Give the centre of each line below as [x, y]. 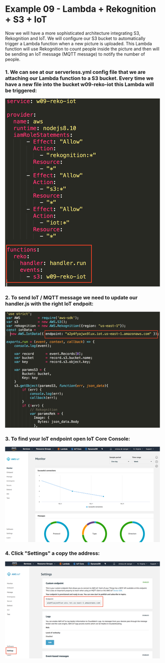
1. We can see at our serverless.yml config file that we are [75, 72]
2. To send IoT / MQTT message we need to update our [71, 297]
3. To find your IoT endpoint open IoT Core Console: [68, 439]
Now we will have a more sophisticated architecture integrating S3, [73, 33]
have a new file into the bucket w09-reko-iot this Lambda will [80, 84]
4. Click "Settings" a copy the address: [53, 553]
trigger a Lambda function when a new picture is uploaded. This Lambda [79, 43]
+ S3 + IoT [26, 19]
